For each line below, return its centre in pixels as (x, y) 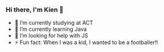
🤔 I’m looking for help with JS (51, 36)
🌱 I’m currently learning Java (51, 29)
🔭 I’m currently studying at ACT (54, 23)
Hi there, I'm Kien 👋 (35, 10)
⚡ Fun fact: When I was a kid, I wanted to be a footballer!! (86, 42)
